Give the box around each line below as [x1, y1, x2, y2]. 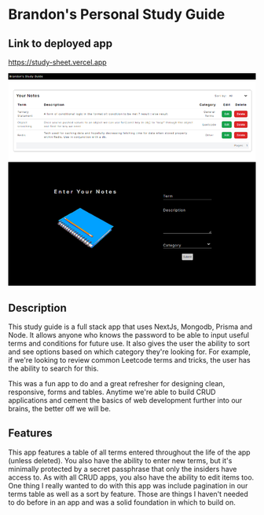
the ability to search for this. [8, 363, 99, 374]
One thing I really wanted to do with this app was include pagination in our [8, 480, 248, 490]
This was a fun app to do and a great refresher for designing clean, [8, 379, 225, 389]
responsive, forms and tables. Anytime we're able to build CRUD [8, 387, 216, 397]
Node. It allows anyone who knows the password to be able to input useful [8, 331, 250, 340]
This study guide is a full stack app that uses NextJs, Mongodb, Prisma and [8, 322, 253, 331]
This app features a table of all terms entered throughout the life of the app [8, 447, 251, 457]
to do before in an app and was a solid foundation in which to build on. [8, 497, 236, 507]
